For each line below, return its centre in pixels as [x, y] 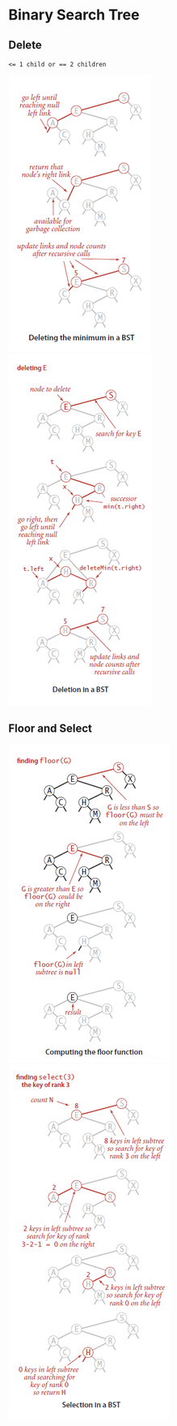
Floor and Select [51, 729]
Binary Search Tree [74, 15]
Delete [25, 45]
